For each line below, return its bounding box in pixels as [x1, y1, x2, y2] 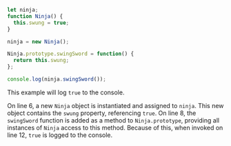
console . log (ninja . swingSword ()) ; [7, 76, 107, 83]
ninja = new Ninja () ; [7, 38, 70, 45]
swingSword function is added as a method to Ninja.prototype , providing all [7, 116, 219, 124]
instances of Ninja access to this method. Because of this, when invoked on [7, 123, 223, 132]
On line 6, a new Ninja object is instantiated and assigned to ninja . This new [7, 101, 224, 109]
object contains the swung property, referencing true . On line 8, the [7, 109, 197, 117]
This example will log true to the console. [7, 88, 125, 96]
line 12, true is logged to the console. [7, 131, 113, 139]
